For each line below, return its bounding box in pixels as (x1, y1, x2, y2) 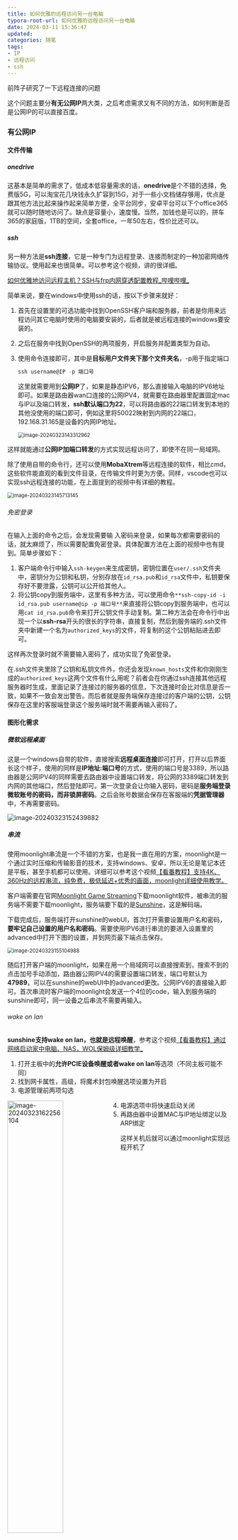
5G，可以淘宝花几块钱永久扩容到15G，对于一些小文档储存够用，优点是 (19, 190, 225, 199)
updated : (7, 30, 33, 38)
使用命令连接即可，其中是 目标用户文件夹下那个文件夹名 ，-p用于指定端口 (17, 354, 229, 362)
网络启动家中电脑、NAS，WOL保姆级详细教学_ (7, 1044, 143, 1053)
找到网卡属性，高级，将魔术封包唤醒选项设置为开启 (17, 1077, 167, 1085)
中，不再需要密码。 (7, 799, 64, 807)
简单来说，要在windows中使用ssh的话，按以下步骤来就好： (7, 292, 181, 300)
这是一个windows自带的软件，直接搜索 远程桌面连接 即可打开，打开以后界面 (7, 755, 226, 763)
